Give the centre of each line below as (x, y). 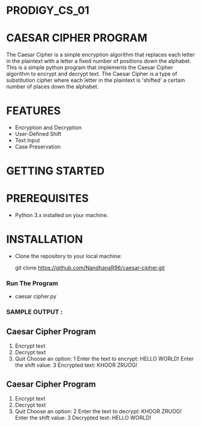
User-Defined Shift (38, 134)
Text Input (27, 140)
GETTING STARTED (55, 171)
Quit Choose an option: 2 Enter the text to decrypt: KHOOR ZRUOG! (98, 411)
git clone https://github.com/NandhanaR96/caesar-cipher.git (90, 268)
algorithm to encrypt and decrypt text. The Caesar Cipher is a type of (92, 74)
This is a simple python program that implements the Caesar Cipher (90, 67)
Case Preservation (38, 147)
